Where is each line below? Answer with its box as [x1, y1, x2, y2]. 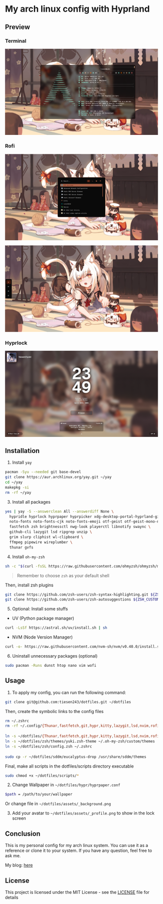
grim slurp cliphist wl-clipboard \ [9, 535, 83, 540]
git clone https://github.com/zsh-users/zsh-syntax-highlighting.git [5, 592, 149, 597]
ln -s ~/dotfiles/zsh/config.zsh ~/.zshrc [5, 744, 92, 749]
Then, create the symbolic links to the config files [5, 708, 104, 714]
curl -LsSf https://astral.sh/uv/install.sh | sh [5, 625, 108, 630]
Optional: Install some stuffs [12, 606, 68, 612]
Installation [5, 447, 40, 455]
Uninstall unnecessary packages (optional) [12, 653, 98, 659]
